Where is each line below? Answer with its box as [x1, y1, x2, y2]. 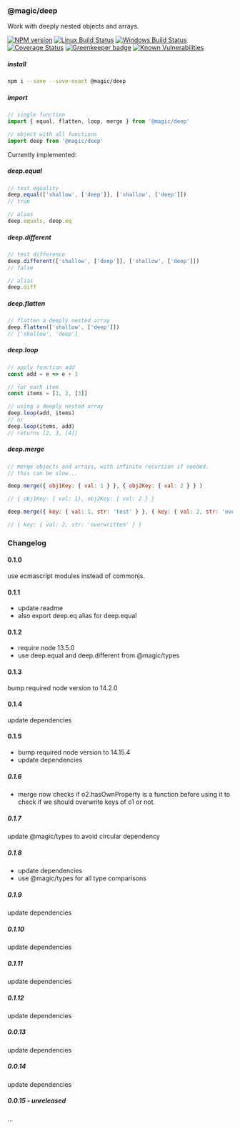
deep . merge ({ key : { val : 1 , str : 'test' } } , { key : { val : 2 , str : [7, 508, 219, 516]
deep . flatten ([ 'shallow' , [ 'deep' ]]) [7, 324, 120, 331]
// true [7, 198, 31, 205]
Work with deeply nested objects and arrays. [7, 22, 139, 31]
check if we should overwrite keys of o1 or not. [17, 797, 156, 806]
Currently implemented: [7, 150, 77, 159]
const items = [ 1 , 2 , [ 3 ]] [7, 390, 88, 397]
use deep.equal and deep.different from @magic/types [17, 651, 180, 660]
